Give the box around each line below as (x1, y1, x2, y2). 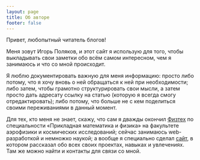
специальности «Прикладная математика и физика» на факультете (6, 122, 179, 129)
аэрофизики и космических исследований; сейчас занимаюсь (6, 128, 168, 135)
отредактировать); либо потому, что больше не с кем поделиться (6, 98, 176, 105)
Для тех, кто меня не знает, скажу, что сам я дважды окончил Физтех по (6, 116, 194, 123)
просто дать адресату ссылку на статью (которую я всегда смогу (6, 91, 176, 99)
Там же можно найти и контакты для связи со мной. (6, 147, 141, 155)
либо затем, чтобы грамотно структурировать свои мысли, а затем (6, 85, 180, 92)
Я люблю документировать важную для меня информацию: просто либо (6, 73, 194, 80)
